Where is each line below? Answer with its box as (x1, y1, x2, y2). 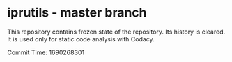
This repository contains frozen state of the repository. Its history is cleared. (7, 28, 225, 36)
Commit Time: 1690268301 (7, 48, 85, 56)
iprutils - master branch (7, 5, 147, 21)
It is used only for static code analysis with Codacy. (7, 34, 155, 43)
